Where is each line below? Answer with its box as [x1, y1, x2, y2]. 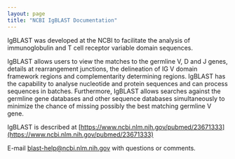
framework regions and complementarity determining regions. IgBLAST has [7, 71, 226, 81]
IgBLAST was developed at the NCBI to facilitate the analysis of [7, 36, 191, 44]
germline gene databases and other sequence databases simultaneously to [7, 94, 225, 102]
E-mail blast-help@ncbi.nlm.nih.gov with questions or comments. [7, 144, 196, 152]
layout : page [7, 10, 46, 18]
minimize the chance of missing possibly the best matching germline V [7, 102, 212, 110]
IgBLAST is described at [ [7, 123, 81, 131]
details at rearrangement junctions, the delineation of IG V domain [7, 64, 198, 73]
